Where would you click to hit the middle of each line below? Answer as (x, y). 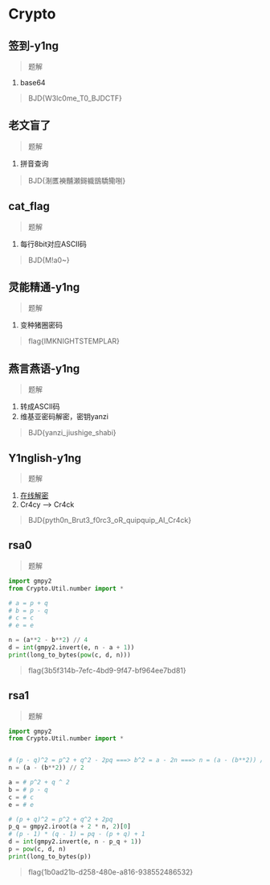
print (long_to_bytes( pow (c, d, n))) (70, 655)
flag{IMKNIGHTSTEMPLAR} (74, 341)
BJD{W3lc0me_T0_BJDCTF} (75, 98)
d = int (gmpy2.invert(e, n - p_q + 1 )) (75, 842)
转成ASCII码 (40, 406)
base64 (33, 82)
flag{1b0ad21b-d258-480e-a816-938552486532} (110, 872)
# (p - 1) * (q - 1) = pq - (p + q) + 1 (77, 834)
